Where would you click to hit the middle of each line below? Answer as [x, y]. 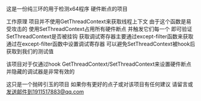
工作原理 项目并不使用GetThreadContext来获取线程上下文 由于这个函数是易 [99, 22]
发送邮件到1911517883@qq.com [45, 92]
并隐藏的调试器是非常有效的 [40, 71]
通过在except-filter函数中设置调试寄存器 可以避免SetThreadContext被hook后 [101, 44]
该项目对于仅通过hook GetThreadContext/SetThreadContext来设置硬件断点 [99, 64]
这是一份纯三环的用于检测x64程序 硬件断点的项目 [67, 9]
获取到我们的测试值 [30, 51]
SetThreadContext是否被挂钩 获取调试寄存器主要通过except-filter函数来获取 [100, 36]
